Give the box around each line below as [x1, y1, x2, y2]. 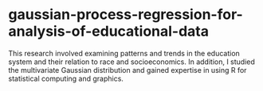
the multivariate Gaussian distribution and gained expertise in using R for [8, 65, 247, 74]
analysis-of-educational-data [8, 22, 210, 40]
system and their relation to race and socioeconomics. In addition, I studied [8, 57, 255, 66]
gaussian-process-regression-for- [8, 6, 243, 24]
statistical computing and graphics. [8, 74, 124, 83]
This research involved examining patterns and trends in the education [8, 48, 241, 58]
